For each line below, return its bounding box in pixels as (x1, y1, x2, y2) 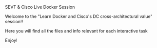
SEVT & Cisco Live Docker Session (5, 4, 75, 10)
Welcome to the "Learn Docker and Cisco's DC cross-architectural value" (5, 14, 153, 19)
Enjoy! (5, 37, 18, 43)
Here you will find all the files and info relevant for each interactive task (5, 28, 148, 33)
